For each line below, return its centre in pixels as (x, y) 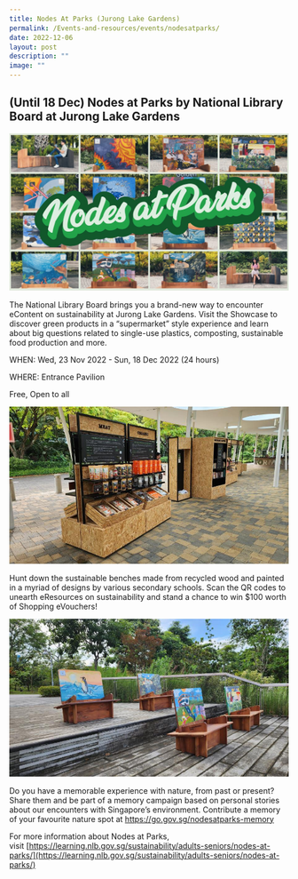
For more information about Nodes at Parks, (90, 836)
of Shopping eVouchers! (53, 607)
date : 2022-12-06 (41, 37)
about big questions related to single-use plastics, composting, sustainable (146, 332)
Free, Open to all (39, 394)
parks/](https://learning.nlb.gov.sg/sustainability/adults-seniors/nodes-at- (145, 855)
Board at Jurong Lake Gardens (94, 117)
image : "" (27, 66)
